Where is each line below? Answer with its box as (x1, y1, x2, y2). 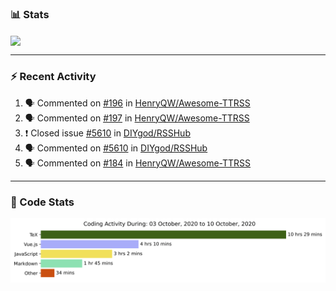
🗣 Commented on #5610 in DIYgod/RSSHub (24, 142, 208, 154)
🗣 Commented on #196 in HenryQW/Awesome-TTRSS (24, 97, 251, 109)
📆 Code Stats (10, 195, 75, 209)
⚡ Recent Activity (10, 70, 97, 84)
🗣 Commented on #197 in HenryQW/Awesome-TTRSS (24, 112, 250, 124)
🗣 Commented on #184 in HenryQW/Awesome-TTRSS (24, 157, 252, 169)
